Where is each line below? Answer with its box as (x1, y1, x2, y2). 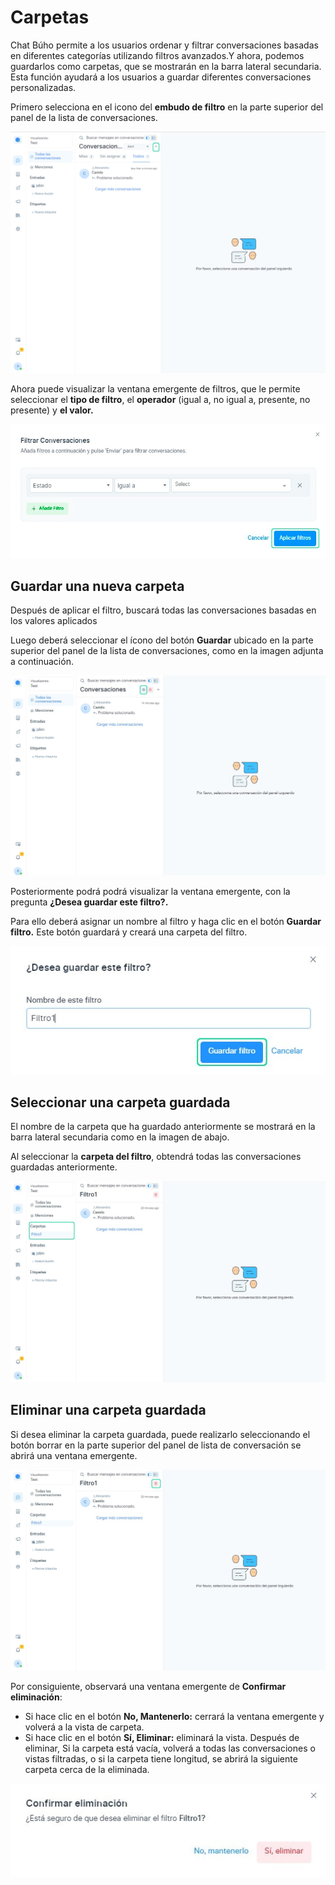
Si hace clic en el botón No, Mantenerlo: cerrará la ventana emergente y (24, 1710, 325, 1722)
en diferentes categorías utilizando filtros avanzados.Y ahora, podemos (10, 49, 305, 61)
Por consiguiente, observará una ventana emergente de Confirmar (10, 1680, 287, 1692)
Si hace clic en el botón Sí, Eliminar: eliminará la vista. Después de (24, 1731, 300, 1743)
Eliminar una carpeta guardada (10, 1402, 207, 1419)
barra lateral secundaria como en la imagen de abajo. (10, 1131, 230, 1143)
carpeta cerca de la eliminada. (24, 1763, 150, 1775)
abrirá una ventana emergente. (10, 1449, 138, 1461)
